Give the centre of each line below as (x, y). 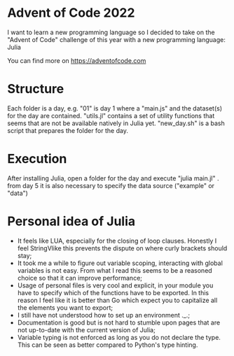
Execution (37, 159)
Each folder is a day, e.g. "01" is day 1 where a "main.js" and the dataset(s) (115, 108)
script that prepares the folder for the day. (68, 130)
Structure (36, 89)
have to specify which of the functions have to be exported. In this (113, 292)
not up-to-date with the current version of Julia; (86, 329)
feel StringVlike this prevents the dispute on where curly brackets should (122, 248)
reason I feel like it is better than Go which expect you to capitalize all (117, 300)
